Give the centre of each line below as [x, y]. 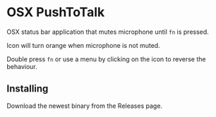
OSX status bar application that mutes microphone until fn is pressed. [108, 32]
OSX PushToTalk [56, 12]
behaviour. [22, 66]
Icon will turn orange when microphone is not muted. [83, 45]
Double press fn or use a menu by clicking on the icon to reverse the [106, 59]
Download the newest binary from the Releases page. [85, 106]
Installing [28, 89]
